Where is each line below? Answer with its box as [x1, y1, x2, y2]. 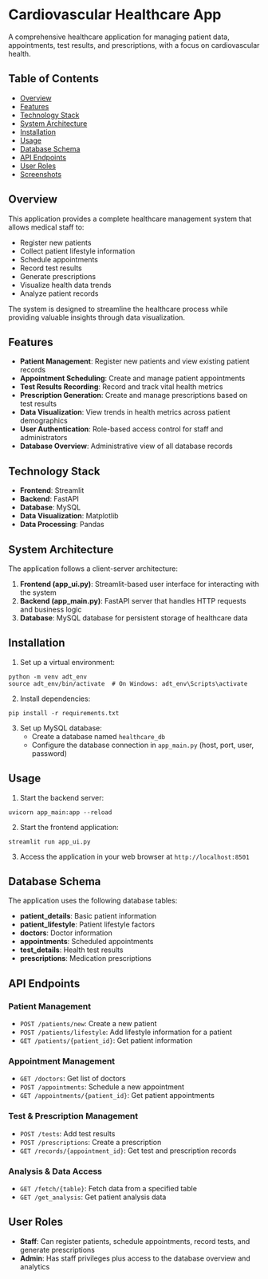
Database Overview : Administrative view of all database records [19, 441, 233, 451]
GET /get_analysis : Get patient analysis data [19, 1192, 167, 1202]
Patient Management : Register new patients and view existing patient [19, 356, 250, 366]
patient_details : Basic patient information [19, 911, 157, 921]
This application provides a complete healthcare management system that [8, 214, 252, 223]
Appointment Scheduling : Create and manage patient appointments [19, 373, 246, 384]
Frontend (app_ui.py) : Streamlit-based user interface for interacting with [19, 580, 259, 588]
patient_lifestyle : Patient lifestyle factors [19, 919, 156, 930]
